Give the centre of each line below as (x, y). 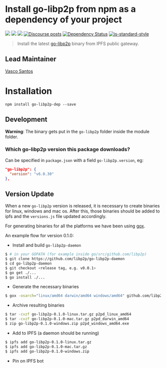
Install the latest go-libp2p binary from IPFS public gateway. (78, 44)
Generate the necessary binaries (45, 287)
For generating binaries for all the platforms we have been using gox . (75, 226)
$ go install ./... (25, 277)
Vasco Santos (19, 71)
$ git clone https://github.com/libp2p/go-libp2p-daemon (65, 259)
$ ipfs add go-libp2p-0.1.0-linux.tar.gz (48, 342)
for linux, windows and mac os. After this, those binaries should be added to (83, 211)
